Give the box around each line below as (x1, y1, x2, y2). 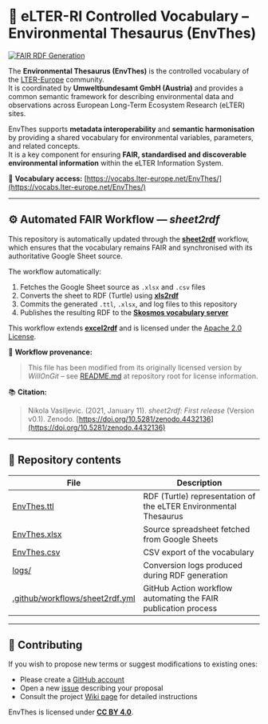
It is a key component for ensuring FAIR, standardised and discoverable (8, 150, 247, 159)
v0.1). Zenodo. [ (27, 414, 80, 423)
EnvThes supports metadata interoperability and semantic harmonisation (8, 124, 255, 134)
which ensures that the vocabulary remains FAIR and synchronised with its (8, 242, 253, 252)
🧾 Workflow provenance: (8, 347, 93, 357)
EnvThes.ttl (12, 500, 54, 511)
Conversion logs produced (143, 559, 243, 570)
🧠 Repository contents (8, 454, 121, 467)
